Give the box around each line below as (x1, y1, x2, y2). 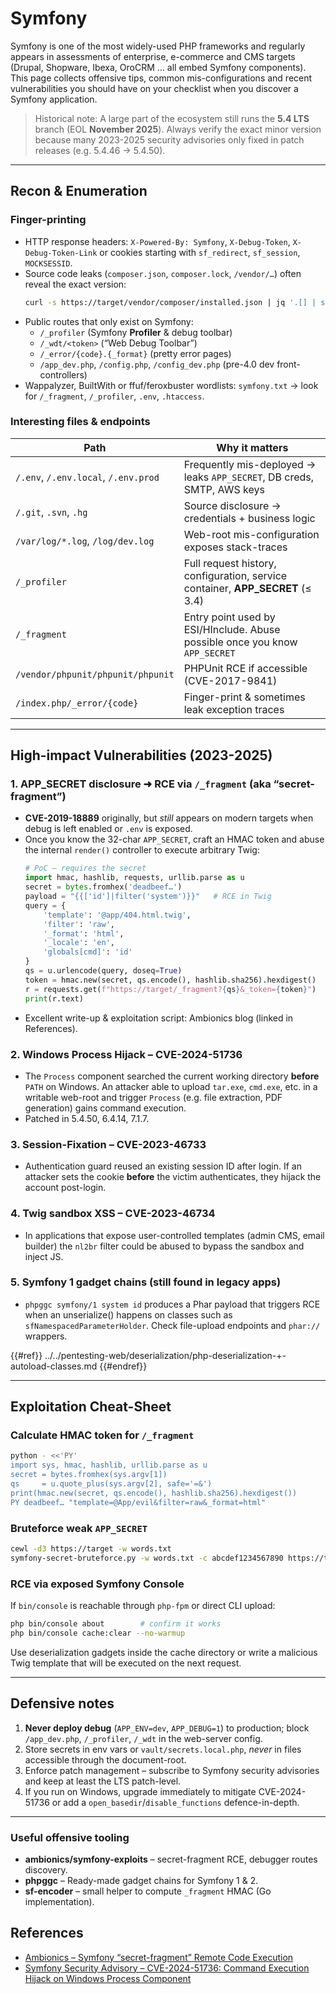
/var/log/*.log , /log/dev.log (15, 533, 155, 547)
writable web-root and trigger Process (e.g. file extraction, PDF (24, 1091, 283, 1103)
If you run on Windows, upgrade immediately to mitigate (24, 1785, 257, 1797)
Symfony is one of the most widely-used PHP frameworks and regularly (10, 40, 306, 52)
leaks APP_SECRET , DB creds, (183, 470, 315, 484)
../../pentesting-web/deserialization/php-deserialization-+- (44, 1349, 287, 1361)
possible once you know (183, 635, 298, 649)
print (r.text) (24, 993, 84, 1004)
